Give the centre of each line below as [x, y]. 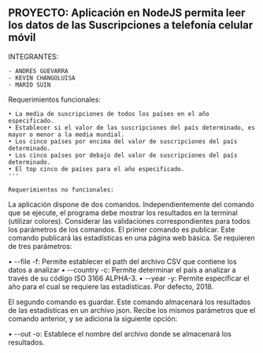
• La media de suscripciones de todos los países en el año [109, 113]
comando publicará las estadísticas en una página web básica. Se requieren [131, 238]
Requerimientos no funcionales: [61, 190]
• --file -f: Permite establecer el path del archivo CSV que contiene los [123, 261]
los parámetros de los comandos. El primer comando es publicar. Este [122, 229]
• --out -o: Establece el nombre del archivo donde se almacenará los [120, 333]
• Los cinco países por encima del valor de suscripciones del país [123, 141]
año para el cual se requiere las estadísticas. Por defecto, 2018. [111, 286]
